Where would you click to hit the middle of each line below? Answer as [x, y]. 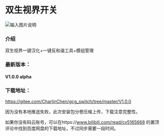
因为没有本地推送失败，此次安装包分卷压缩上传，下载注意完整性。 [73, 112]
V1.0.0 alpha [18, 77]
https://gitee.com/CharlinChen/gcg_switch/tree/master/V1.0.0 [68, 101]
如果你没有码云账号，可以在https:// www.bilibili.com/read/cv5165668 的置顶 [82, 122]
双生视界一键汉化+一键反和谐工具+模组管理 [49, 50]
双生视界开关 [32, 10]
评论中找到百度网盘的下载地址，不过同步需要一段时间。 [62, 129]
